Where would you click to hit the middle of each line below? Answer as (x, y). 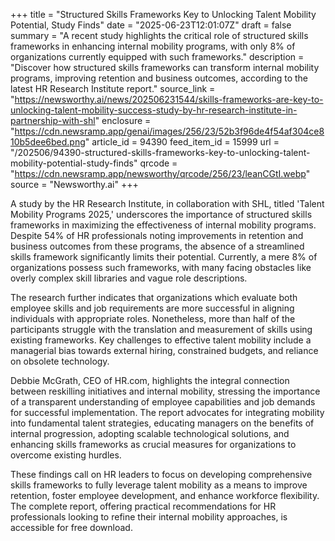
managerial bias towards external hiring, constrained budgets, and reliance (164, 350)
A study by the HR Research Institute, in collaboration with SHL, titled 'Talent (167, 203)
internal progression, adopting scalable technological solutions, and (150, 433)
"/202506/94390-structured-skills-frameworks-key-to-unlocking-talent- (160, 152)
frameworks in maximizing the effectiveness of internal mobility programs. (163, 225)
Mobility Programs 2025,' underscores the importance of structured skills (161, 214)
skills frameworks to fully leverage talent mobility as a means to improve (159, 485)
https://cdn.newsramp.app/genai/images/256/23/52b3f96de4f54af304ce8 (169, 131)
